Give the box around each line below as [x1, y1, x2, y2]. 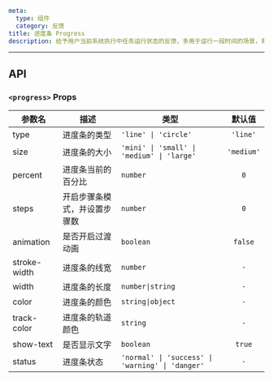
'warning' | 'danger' [120, 361, 205, 370]
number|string [120, 282, 176, 291]
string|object [120, 298, 176, 306]
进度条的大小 [62, 147, 112, 158]
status [12, 356, 37, 367]
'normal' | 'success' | [120, 353, 213, 362]
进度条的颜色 [62, 297, 112, 308]
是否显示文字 [62, 340, 112, 351]
